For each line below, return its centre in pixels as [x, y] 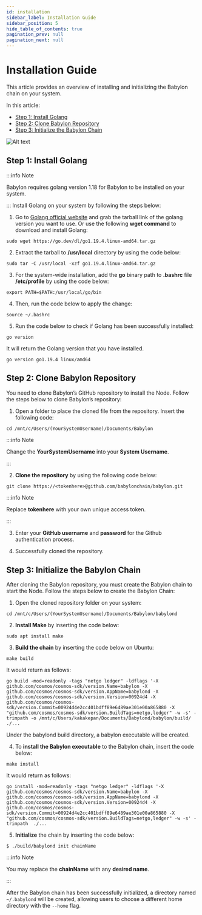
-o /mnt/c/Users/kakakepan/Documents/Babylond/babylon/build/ [111, 718]
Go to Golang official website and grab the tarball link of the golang [99, 217]
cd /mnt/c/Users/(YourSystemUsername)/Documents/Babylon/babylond [92, 614]
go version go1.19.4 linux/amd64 [49, 359]
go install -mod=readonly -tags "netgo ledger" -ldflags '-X [85, 787]
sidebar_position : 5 [32, 23]
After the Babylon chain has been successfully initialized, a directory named [101, 893]
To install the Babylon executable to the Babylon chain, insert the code [104, 747]
